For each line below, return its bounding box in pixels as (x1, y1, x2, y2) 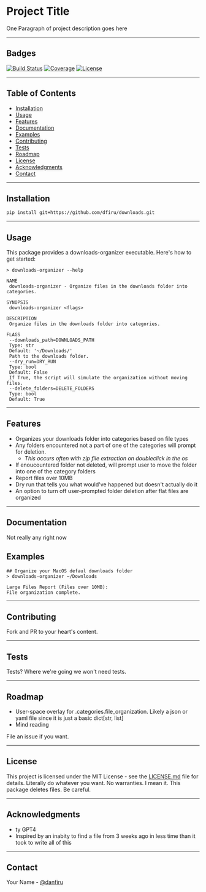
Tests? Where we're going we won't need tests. (6, 668, 127, 676)
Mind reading (15, 720, 49, 728)
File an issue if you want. (6, 733, 69, 740)
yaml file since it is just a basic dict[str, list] (15, 714, 124, 722)
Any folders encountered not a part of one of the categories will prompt (15, 441, 196, 449)
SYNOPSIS (6, 299, 29, 306)
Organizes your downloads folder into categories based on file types (15, 435, 189, 442)
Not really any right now (6, 534, 67, 541)
